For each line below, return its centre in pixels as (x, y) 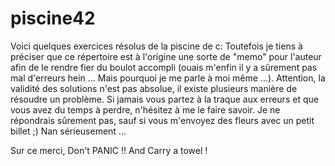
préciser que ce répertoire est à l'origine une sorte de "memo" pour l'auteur (166, 56)
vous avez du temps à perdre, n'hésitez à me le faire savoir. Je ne (145, 109)
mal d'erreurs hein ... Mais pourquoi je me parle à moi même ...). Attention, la (168, 78)
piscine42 (53, 18)
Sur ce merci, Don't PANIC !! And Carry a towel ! (109, 150)
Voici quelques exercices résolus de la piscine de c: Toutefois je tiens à (156, 46)
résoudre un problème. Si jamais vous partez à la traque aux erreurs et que (164, 99)
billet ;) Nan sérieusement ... (68, 131)
